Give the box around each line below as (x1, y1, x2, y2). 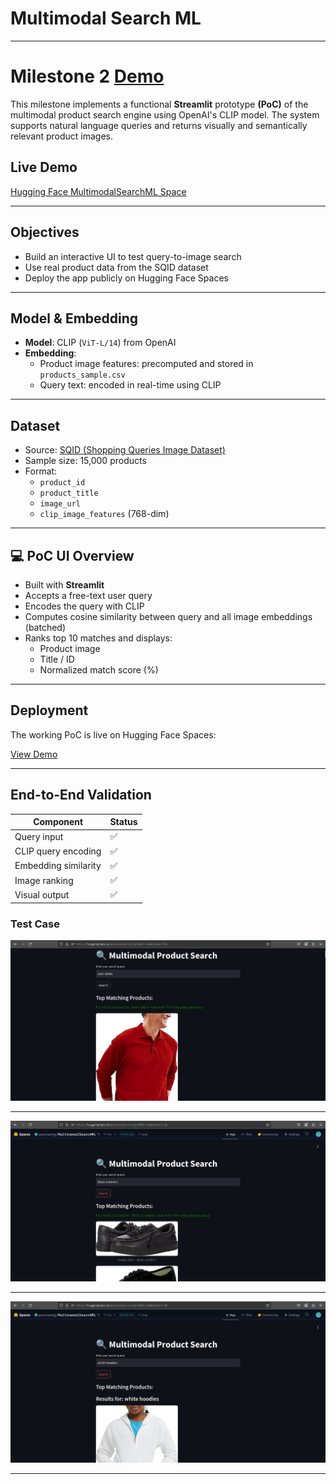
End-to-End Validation (10, 787, 152, 804)
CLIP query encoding (14, 845, 102, 857)
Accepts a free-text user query (24, 589, 153, 601)
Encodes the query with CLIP (24, 600, 145, 612)
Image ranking (14, 874, 74, 886)
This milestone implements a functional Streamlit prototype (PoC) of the (10, 98, 309, 110)
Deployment (10, 702, 89, 719)
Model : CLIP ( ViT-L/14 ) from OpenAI (24, 337, 177, 349)
